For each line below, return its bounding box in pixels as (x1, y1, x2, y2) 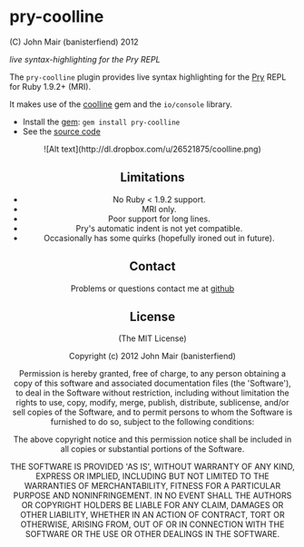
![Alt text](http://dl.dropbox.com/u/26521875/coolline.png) (44, 143, 261, 154)
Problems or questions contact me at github (70, 283, 235, 294)
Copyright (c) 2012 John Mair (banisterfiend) (69, 351, 236, 362)
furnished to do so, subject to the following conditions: (50, 416, 255, 427)
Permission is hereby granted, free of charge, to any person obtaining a (18, 368, 287, 379)
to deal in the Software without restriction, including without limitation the (15, 387, 289, 398)
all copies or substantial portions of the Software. (60, 444, 245, 454)
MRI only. (142, 203, 177, 214)
